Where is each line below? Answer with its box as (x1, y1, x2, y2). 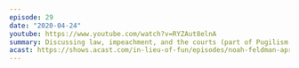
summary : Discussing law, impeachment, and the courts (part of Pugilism (9, 37, 289, 47)
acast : (9, 46, 34, 55)
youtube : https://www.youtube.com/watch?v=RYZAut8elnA (9, 29, 217, 38)
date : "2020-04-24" (9, 21, 82, 30)
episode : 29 (9, 12, 53, 22)
